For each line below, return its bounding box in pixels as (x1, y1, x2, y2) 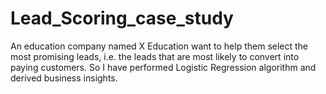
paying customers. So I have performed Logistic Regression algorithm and (10, 61, 317, 73)
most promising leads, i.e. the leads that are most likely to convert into (10, 50, 300, 62)
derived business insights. (10, 72, 118, 84)
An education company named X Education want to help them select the (10, 40, 309, 52)
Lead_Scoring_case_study (10, 7, 234, 30)
